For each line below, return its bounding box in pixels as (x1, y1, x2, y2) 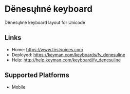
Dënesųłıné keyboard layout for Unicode (4, 19, 86, 25)
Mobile (11, 84, 26, 90)
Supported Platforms (4, 71, 70, 79)
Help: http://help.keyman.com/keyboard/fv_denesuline (11, 57, 121, 63)
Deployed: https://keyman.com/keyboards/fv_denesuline (11, 52, 125, 57)
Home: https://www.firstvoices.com (11, 46, 83, 52)
